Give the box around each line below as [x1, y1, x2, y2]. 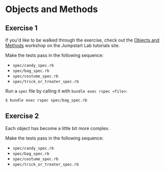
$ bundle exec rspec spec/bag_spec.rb [5, 98, 87, 103]
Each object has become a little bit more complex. [5, 125, 110, 131]
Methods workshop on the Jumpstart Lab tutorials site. [5, 42, 120, 49]
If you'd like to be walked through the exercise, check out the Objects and [5, 37, 160, 43]
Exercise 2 [5, 112, 39, 120]
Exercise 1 [5, 24, 38, 32]
